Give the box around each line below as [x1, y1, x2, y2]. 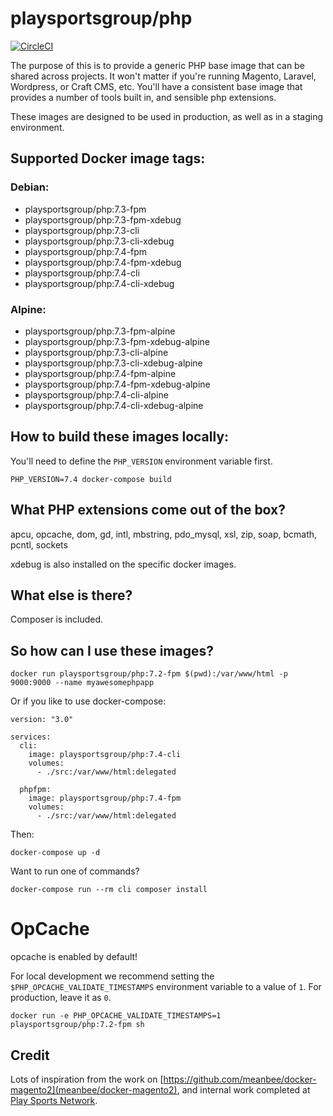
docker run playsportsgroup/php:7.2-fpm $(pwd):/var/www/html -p [10, 669, 288, 679]
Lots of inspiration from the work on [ [10, 1073, 164, 1085]
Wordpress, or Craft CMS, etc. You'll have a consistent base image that [10, 80, 303, 92]
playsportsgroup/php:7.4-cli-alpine [24, 388, 169, 401]
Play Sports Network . [10, 1094, 98, 1106]
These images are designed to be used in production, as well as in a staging [10, 110, 324, 122]
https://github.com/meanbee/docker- [163, 1073, 317, 1085]
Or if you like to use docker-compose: [10, 695, 167, 707]
